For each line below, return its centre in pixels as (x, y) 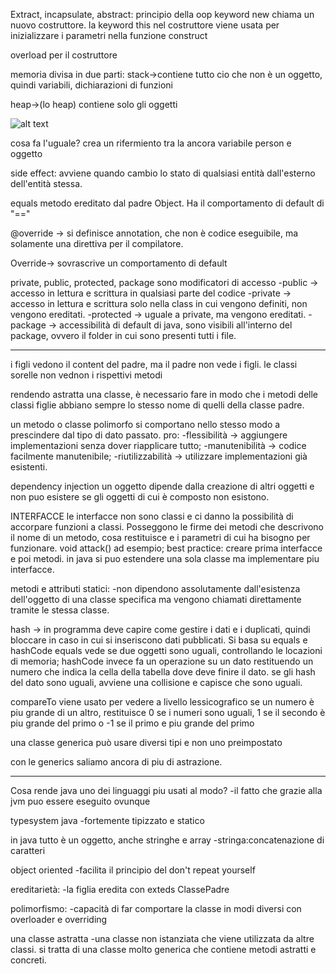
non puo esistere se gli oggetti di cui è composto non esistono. (140, 497)
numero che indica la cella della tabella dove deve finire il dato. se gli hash (163, 672)
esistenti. (29, 467)
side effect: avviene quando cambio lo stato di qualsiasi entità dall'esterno (163, 173)
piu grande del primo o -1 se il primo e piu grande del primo (132, 723)
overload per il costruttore (64, 55)
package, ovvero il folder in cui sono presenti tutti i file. (123, 335)
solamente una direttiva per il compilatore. (97, 243)
